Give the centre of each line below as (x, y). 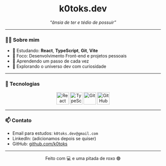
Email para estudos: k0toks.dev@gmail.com (55, 133)
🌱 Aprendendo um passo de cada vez (51, 61)
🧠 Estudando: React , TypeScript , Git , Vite (55, 51)
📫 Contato (19, 120)
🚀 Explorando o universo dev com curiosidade (59, 66)
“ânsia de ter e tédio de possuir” (83, 22)
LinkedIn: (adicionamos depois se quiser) (54, 138)
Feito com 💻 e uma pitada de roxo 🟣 (83, 158)
